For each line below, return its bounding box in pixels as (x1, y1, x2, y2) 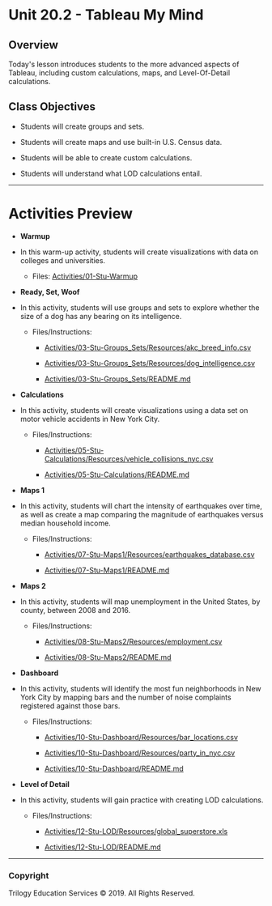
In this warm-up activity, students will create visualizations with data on (19, 247, 259, 257)
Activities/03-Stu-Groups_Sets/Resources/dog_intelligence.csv (44, 358, 255, 368)
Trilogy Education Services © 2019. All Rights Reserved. (8, 888, 196, 898)
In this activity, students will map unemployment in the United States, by (19, 597, 261, 606)
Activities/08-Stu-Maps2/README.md (44, 652, 172, 661)
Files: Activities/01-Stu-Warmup (32, 271, 138, 281)
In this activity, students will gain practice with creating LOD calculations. (19, 795, 264, 805)
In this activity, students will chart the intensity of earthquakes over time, (19, 500, 263, 511)
